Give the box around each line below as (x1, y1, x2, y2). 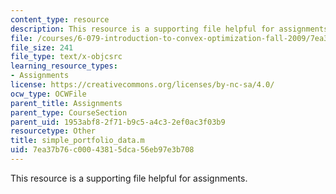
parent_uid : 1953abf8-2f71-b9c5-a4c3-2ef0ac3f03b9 (10, 117, 226, 127)
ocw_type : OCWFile (10, 89, 87, 99)
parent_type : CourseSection (10, 107, 128, 118)
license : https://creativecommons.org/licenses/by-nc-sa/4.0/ (10, 80, 275, 90)
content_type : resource (10, 14, 110, 25)
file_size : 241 (10, 42, 74, 53)
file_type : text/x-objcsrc (10, 52, 123, 62)
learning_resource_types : (10, 61, 118, 71)
